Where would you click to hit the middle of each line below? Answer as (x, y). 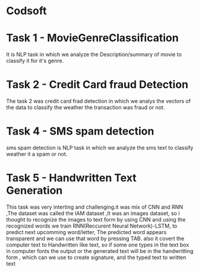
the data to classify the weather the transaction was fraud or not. (86, 107)
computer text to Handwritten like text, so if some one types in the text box (98, 245)
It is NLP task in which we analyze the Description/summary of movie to (94, 55)
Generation (34, 191)
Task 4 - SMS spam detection (80, 131)
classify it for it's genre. (35, 61)
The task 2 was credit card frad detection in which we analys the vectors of (99, 101)
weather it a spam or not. (37, 154)
